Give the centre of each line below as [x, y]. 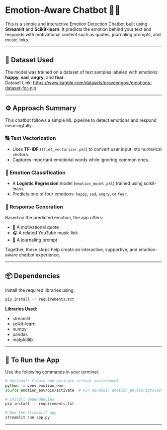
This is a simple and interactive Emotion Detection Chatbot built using [76, 24]
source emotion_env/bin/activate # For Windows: [58, 390]
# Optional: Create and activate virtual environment [62, 381]
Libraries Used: [21, 309]
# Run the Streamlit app [31, 413]
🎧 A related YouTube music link [45, 233]
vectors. [21, 154]
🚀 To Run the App [32, 360]
